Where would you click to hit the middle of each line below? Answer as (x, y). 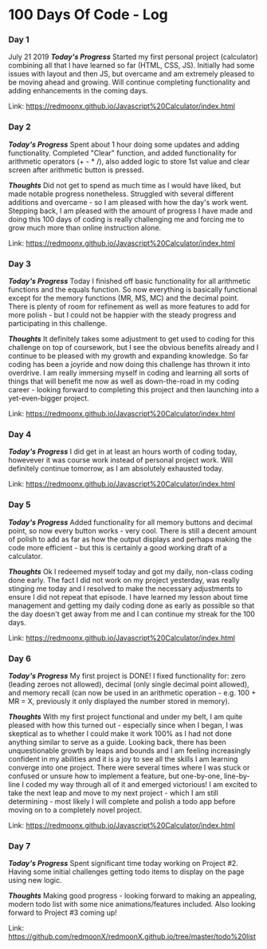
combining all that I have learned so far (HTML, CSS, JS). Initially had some (132, 65)
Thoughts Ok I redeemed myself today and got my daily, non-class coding (131, 571)
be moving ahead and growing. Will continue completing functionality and (130, 82)
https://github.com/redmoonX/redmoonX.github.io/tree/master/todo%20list (132, 937)
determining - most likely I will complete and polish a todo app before (122, 801)
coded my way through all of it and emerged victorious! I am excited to (141, 784)
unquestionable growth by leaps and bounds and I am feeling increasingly (130, 750)
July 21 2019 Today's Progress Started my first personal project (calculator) (133, 57)
